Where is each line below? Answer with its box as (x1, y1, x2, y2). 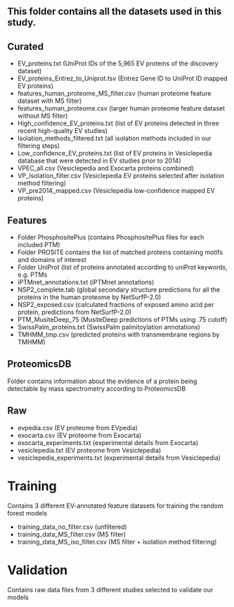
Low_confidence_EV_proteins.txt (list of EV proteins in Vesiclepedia (17, 149, 213, 158)
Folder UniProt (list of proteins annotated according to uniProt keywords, (17, 263, 228, 272)
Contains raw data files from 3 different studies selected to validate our (7, 585, 214, 594)
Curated (7, 40, 44, 52)
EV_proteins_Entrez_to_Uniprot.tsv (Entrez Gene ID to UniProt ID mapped (17, 74, 228, 83)
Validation (7, 562, 68, 578)
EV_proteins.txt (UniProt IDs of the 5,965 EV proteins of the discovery (17, 59, 219, 68)
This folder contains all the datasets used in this (7, 6, 222, 18)
